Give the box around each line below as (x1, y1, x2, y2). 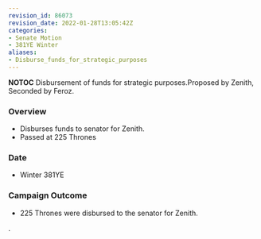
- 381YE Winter (8, 41, 59, 49)
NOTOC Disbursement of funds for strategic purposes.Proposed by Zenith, (8, 77, 255, 87)
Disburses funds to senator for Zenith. (19, 124, 145, 133)
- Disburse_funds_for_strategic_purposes (8, 56, 148, 64)
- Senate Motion (8, 33, 62, 42)
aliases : (8, 48, 37, 56)
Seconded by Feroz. (8, 86, 75, 95)
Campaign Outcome (8, 190, 88, 201)
